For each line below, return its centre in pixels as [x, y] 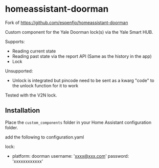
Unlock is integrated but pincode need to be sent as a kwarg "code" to [83, 80]
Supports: [15, 41]
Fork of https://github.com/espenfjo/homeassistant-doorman [67, 23]
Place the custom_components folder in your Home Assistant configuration [78, 122]
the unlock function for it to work [45, 85]
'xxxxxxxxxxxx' [27, 161]
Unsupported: [19, 71]
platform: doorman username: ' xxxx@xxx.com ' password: [70, 156]
